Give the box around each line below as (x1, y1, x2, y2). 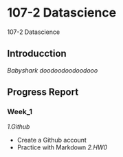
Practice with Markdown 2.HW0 (16, 143, 108, 151)
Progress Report (7, 86, 79, 98)
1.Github (7, 122, 30, 131)
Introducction (7, 48, 67, 59)
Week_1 (7, 107, 33, 117)
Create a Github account (16, 136, 87, 145)
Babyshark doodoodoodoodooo (7, 66, 98, 74)
